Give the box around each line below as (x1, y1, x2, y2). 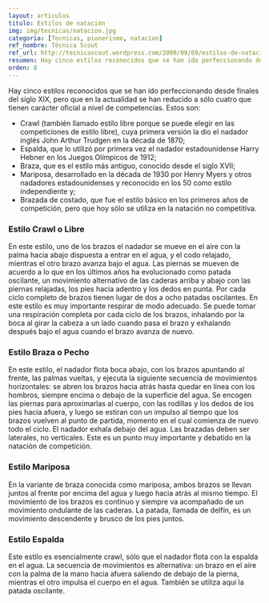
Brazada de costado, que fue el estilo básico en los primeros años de (19, 195, 249, 204)
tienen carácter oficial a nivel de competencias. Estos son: (8, 103, 201, 112)
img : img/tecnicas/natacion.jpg (8, 26, 116, 34)
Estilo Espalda (8, 533, 65, 545)
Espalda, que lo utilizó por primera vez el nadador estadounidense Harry (19, 143, 259, 153)
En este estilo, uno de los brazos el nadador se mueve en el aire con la (8, 242, 241, 251)
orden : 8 (8, 64, 38, 72)
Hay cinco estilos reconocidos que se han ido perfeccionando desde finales (8, 86, 259, 95)
